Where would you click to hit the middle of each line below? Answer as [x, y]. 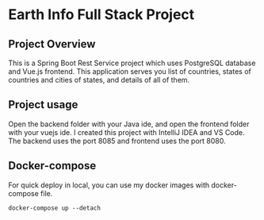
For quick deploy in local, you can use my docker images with [109, 185]
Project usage [43, 105]
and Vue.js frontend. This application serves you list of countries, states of [130, 71]
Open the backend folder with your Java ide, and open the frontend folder [129, 124]
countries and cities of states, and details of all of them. [99, 80]
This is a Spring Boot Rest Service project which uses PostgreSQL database [132, 63]
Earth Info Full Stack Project [101, 15]
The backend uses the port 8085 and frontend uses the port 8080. [117, 141]
